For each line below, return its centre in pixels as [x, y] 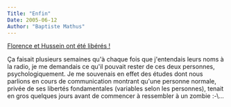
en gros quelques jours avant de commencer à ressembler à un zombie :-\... [115, 96]
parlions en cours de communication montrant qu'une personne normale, [112, 81]
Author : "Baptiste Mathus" [46, 26]
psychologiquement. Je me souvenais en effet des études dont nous [105, 74]
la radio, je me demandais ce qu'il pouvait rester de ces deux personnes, [111, 67]
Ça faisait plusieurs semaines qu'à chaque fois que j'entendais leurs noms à [115, 59]
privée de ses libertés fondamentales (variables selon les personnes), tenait [115, 89]
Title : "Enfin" [29, 13]
